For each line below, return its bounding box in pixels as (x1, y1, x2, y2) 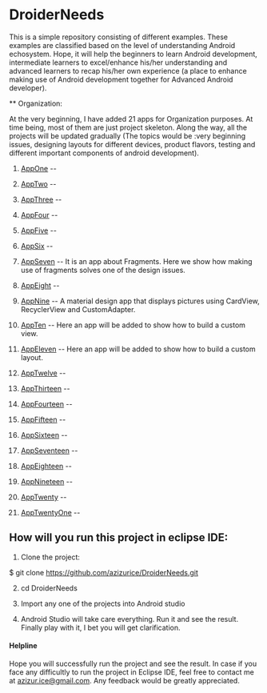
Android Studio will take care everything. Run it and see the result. (20, 614, 239, 623)
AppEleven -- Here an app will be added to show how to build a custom (20, 344, 256, 354)
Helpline (9, 641, 38, 651)
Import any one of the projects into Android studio (20, 599, 185, 608)
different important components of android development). (9, 148, 199, 158)
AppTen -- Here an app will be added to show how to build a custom (20, 320, 246, 330)
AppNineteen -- (20, 476, 73, 486)
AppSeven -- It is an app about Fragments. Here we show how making (20, 256, 253, 266)
